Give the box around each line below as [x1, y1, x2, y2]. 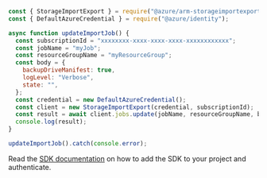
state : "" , [22, 80, 59, 89]
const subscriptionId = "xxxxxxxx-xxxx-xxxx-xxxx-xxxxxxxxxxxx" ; [15, 37, 237, 44]
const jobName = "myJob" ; [15, 44, 102, 52]
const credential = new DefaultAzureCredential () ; [15, 95, 187, 103]
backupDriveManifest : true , [22, 66, 115, 75]
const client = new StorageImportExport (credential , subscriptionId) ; [15, 103, 254, 111]
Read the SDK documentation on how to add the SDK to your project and [8, 153, 246, 163]
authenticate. [8, 162, 52, 172]
